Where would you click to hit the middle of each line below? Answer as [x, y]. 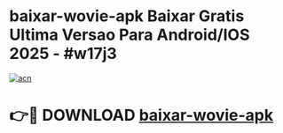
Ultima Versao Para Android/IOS [130, 35]
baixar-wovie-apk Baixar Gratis [127, 16]
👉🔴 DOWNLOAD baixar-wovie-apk [141, 115]
